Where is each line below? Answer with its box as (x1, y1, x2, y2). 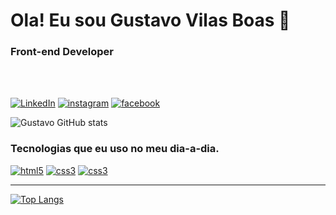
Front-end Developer (10, 45, 114, 59)
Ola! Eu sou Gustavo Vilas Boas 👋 (10, 9, 291, 32)
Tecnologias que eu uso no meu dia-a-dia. (10, 142, 220, 156)
